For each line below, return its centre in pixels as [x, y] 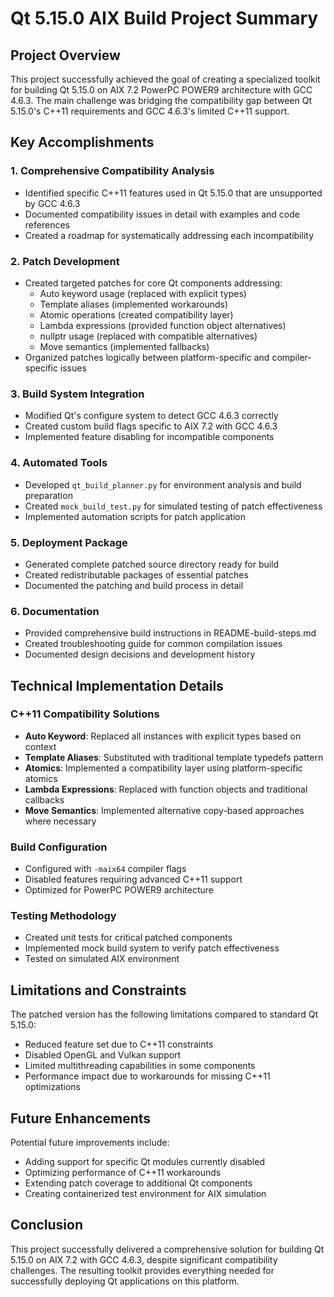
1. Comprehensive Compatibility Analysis [112, 171]
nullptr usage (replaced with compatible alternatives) [148, 336]
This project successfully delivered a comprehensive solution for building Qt [167, 1249]
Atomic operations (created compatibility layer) [136, 314]
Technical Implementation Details [117, 685]
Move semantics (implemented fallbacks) [124, 346]
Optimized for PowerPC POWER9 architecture [119, 890]
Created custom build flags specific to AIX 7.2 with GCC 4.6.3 [151, 426]
